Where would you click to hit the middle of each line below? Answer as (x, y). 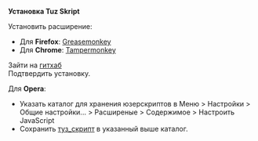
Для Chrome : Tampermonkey (67, 50)
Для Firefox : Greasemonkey (65, 42)
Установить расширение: (50, 26)
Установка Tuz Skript (44, 11)
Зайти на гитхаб (35, 65)
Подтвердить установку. (49, 73)
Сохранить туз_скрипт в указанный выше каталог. (104, 129)
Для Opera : (27, 89)
